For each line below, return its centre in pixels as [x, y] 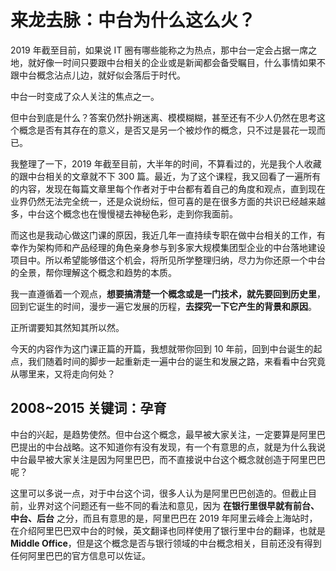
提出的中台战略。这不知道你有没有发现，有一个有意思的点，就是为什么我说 [172, 447]
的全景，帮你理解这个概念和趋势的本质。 [93, 272]
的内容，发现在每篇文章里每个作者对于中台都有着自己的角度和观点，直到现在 [168, 188]
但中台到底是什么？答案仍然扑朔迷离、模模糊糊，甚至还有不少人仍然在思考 [163, 117]
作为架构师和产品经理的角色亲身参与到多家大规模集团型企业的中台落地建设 [172, 247]
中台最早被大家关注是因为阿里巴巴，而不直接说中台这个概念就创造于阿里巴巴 [168, 459]
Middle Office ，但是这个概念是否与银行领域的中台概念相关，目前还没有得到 [166, 543]
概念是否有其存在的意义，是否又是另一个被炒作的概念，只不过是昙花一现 [167, 130]
